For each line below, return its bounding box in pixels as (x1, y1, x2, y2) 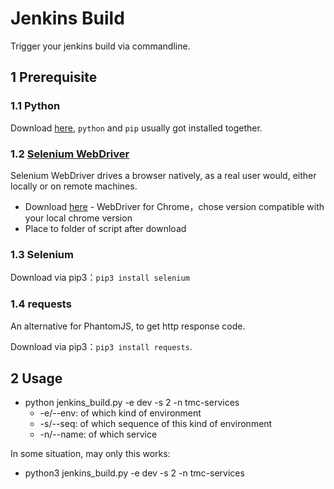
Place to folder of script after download (24, 222, 187, 234)
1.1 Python (10, 99, 61, 113)
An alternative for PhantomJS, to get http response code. (10, 320, 246, 332)
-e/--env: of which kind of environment (39, 407, 202, 419)
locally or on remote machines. (10, 180, 138, 192)
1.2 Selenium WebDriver (10, 147, 130, 161)
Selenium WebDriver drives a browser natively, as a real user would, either (10, 169, 317, 181)
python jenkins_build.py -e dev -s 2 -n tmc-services (24, 397, 240, 409)
